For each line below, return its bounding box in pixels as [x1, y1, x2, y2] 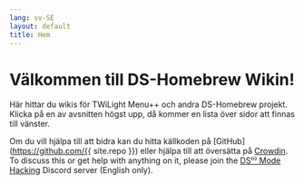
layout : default [9, 22, 71, 31]
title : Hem [9, 30, 51, 39]
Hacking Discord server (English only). [9, 165, 153, 176]
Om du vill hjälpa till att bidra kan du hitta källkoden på [9, 136, 211, 147]
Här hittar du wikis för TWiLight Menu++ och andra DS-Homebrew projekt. [9, 99, 288, 110]
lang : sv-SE [9, 13, 54, 23]
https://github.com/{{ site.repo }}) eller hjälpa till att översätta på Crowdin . [12, 146, 289, 157]
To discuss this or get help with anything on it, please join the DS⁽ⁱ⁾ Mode [9, 155, 281, 166]
